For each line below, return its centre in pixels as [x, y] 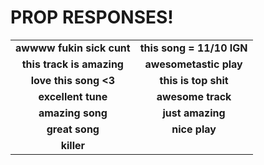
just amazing [194, 113]
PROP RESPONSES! [92, 17]
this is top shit [194, 80]
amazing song [73, 113]
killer [73, 145]
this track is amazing [72, 64]
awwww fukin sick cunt [73, 48]
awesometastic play [193, 64]
